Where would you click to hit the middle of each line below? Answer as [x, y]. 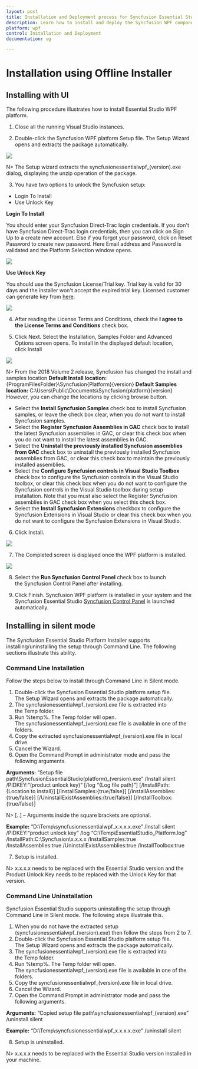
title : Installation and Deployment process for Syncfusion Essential [95, 17]
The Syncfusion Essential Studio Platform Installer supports [78, 640]
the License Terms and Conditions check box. [71, 325]
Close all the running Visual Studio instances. [70, 127]
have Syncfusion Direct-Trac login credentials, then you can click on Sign [95, 231]
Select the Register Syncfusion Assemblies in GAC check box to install [102, 427]
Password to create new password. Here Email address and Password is [94, 244]
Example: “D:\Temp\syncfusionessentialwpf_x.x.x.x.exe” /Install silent [91, 827]
